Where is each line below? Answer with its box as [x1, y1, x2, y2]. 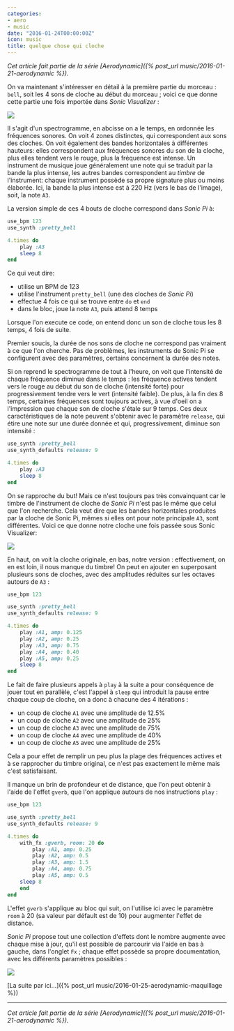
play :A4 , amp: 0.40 [19, 648, 79, 656]
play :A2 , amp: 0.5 [32, 852, 89, 859]
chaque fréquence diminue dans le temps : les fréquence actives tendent [7, 375, 217, 384]
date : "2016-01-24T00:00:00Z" [7, 29, 95, 37]
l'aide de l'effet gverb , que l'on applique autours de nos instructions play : [7, 788, 218, 796]
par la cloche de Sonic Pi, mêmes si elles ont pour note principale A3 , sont [7, 513, 219, 522]
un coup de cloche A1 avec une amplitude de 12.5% [17, 709, 166, 717]
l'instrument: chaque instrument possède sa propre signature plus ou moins [7, 176, 225, 184]
